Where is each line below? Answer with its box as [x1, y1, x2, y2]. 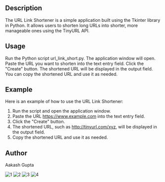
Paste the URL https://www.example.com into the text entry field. [12, 114, 145, 120]
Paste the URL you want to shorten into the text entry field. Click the [5, 61, 144, 66]
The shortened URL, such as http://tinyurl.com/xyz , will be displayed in [12, 124, 157, 130]
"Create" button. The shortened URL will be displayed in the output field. [5, 65, 153, 71]
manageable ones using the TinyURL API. [5, 27, 90, 34]
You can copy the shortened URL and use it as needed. [5, 71, 118, 77]
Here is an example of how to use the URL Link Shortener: [5, 99, 123, 105]
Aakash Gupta [5, 162, 34, 168]
